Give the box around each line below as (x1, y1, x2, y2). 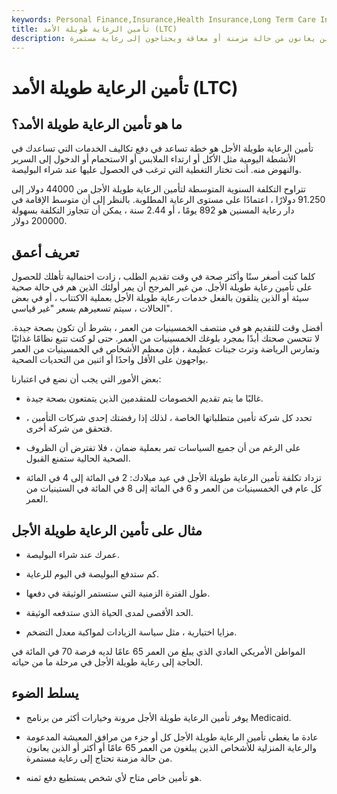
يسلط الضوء (11, 685, 79, 702)
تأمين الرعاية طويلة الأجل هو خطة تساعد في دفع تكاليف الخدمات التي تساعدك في (11, 142, 314, 155)
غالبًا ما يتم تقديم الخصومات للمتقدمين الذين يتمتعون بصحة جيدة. (25, 392, 264, 405)
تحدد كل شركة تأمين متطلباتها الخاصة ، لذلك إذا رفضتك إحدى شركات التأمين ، (25, 412, 313, 424)
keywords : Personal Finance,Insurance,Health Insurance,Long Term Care (11, 14, 316, 25)
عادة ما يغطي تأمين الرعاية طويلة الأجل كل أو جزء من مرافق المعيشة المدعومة (25, 731, 319, 743)
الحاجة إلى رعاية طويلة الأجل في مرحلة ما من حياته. (11, 656, 204, 668)
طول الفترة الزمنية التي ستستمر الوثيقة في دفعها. (25, 587, 211, 599)
